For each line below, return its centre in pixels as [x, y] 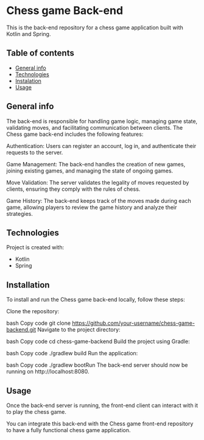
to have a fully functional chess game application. [69, 430]
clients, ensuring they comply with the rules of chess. [73, 189]
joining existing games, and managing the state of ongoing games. [90, 171]
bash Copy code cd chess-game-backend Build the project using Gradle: [98, 341]
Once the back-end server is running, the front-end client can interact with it [102, 405]
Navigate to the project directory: [79, 330]
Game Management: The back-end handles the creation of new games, [96, 164]
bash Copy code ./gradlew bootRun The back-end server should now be [97, 365]
